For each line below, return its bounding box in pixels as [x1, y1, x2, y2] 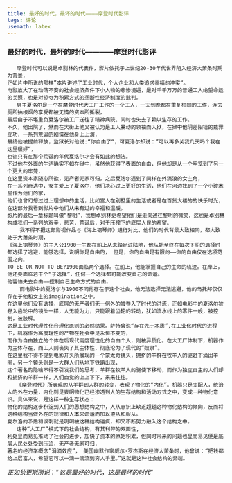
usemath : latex [7, 23, 51, 30]
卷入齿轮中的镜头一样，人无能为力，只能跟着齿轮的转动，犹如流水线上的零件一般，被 [7, 308, 213, 315]
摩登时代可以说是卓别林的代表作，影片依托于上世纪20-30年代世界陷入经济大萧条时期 [16, 64, 223, 71]
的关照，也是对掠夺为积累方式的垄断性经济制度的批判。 [7, 94, 142, 101]
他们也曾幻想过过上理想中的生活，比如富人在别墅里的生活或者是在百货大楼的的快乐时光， [7, 197, 224, 204]
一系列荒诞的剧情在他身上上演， [22, 131, 100, 138]
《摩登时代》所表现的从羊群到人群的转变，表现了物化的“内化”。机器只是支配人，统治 [16, 381, 224, 388]
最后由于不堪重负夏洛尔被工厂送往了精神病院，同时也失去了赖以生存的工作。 [7, 116, 193, 123]
